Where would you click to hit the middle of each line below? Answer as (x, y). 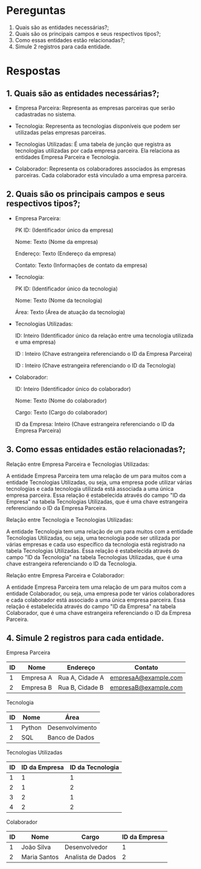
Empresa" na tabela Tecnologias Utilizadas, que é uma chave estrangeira (97, 501)
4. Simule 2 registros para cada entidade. (85, 638)
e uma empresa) (35, 342)
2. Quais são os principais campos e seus (86, 194)
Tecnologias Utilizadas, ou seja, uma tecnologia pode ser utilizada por (93, 538)
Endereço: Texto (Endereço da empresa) (65, 253)
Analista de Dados (90, 857)
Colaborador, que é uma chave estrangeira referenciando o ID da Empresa (99, 612)
